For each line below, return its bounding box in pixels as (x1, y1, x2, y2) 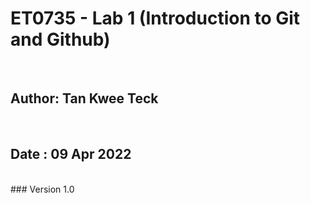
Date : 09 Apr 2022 (10, 146, 132, 163)
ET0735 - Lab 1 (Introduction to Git (10, 7, 301, 30)
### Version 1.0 (10, 183, 75, 195)
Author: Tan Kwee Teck (10, 90, 159, 107)
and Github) (10, 28, 111, 51)
